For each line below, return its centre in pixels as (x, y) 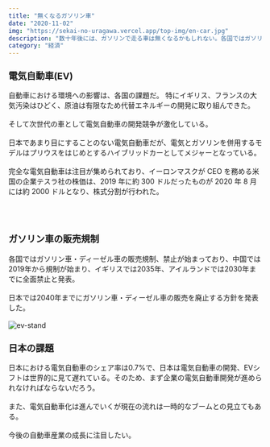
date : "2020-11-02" (41, 23)
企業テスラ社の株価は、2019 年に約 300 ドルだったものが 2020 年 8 (135, 181)
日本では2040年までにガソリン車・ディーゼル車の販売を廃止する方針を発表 (134, 297)
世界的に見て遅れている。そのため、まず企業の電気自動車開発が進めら (146, 378)
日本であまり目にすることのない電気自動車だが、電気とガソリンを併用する (132, 143)
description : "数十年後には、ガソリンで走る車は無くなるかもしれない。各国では (127, 38)
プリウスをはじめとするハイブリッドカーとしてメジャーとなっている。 (145, 153)
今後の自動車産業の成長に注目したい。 (72, 435)
